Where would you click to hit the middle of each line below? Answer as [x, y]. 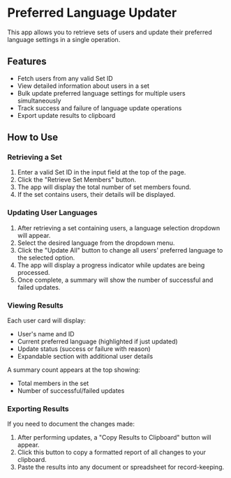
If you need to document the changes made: [71, 424]
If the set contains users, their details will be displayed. [96, 195]
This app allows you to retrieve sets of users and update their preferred [110, 32]
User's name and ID [46, 334]
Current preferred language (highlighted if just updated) [97, 342]
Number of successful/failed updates [71, 391]
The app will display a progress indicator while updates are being [111, 265]
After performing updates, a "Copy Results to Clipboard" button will [114, 438]
